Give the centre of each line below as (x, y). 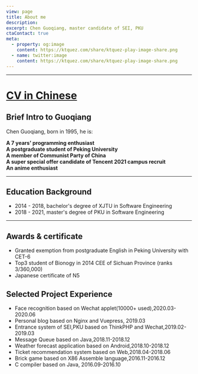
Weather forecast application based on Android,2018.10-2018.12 (92, 346)
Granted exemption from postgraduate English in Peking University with (101, 250)
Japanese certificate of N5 (47, 276)
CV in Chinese (42, 95)
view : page (19, 11)
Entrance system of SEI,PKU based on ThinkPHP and (79, 327)
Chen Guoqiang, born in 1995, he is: (49, 131)
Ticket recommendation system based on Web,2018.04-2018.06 (93, 352)
